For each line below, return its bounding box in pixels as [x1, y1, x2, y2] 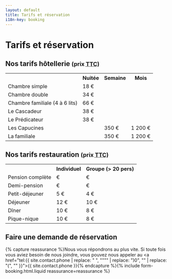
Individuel [56, 165, 81, 173]
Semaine [104, 75, 126, 82]
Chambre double [8, 91, 49, 98]
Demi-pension [8, 182, 44, 189]
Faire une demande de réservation [5, 232, 118, 241]
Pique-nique [8, 216, 39, 223]
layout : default [5, 7, 40, 13]
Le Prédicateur [8, 116, 44, 123]
